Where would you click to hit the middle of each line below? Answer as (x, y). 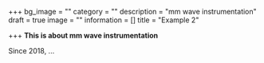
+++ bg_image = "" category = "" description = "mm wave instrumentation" (132, 12)
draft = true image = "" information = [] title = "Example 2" (104, 20)
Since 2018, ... (32, 51)
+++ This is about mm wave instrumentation (83, 35)
